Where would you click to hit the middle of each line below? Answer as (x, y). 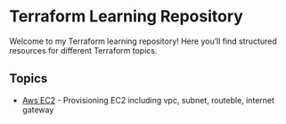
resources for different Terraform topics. (83, 50)
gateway (38, 110)
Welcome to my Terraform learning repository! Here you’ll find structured (143, 41)
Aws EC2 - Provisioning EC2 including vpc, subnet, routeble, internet (148, 100)
